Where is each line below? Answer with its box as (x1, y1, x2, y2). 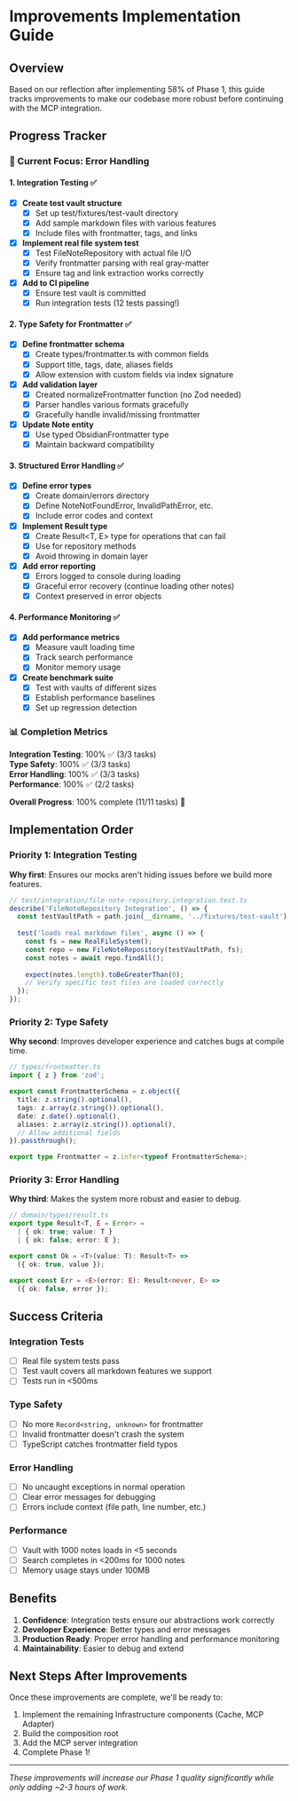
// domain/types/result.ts (9, 1210, 109, 1220)
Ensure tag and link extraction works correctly (35, 267, 204, 278)
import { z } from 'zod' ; (9, 1071, 105, 1080)
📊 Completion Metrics (9, 726, 108, 738)
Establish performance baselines (35, 692, 155, 702)
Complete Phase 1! (21, 1747, 90, 1757)
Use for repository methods (35, 540, 137, 551)
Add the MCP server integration (21, 1738, 138, 1749)
